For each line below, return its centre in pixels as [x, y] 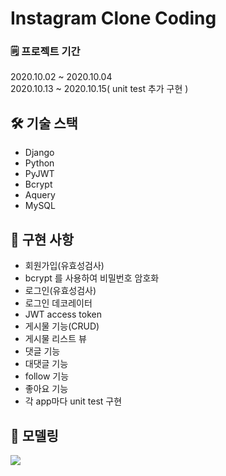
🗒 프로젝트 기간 [45, 52]
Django [39, 153]
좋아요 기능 [46, 389]
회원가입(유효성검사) [64, 266]
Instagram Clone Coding [113, 18]
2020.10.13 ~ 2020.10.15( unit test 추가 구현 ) [99, 89]
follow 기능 [47, 376]
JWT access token [63, 314]
